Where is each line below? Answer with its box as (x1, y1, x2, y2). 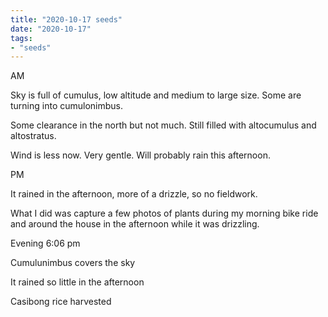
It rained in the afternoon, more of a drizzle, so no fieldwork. (10, 188, 258, 200)
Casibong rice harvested (10, 296, 112, 308)
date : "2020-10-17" (10, 24, 92, 34)
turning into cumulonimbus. (10, 100, 124, 112)
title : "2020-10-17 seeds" (10, 14, 123, 25)
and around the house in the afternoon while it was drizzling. (10, 218, 260, 230)
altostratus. (10, 130, 57, 142)
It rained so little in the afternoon (10, 276, 145, 288)
